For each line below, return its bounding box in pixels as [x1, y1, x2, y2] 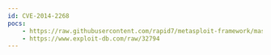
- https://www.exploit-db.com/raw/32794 [22, 34, 160, 43]
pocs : [7, 19, 26, 27]
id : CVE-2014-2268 [7, 11, 70, 20]
